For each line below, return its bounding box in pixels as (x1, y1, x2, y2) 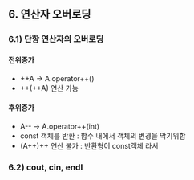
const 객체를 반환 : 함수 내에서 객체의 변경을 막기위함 (19, 131, 186, 141)
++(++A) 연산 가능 (19, 83, 79, 92)
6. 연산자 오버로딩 (8, 7, 91, 22)
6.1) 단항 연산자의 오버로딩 (8, 34, 104, 45)
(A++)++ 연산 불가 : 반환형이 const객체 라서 (19, 141, 159, 150)
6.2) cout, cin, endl (8, 162, 83, 173)
